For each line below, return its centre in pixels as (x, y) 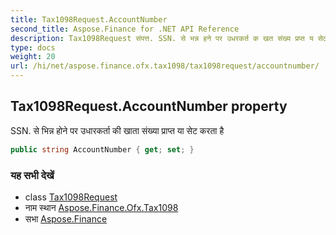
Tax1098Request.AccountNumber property (149, 106)
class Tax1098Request (71, 197)
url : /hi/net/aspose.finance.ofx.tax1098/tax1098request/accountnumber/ (165, 66)
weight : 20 (33, 57)
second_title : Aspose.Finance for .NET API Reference (125, 29)
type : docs (33, 47)
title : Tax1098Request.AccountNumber (89, 19)
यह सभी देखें (32, 175)
